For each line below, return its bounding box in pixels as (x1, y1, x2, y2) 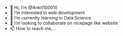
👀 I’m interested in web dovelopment (9, 10, 85, 16)
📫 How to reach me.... (9, 26, 56, 31)
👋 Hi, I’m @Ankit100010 (9, 5, 58, 10)
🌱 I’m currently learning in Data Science (9, 15, 91, 20)
